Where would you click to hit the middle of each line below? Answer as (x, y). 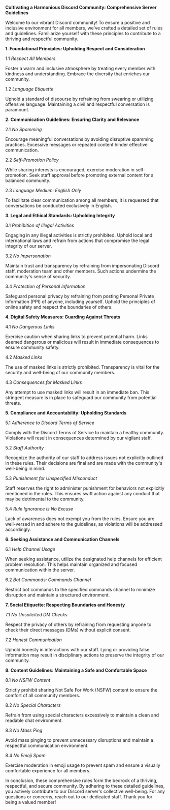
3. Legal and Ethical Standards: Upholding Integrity (60, 215)
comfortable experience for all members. (48, 771)
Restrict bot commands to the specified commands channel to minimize (80, 590)
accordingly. (18, 529)
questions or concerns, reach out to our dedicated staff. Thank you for (79, 797)
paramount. (17, 110)
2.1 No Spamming (24, 129)
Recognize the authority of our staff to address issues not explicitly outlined (84, 458)
